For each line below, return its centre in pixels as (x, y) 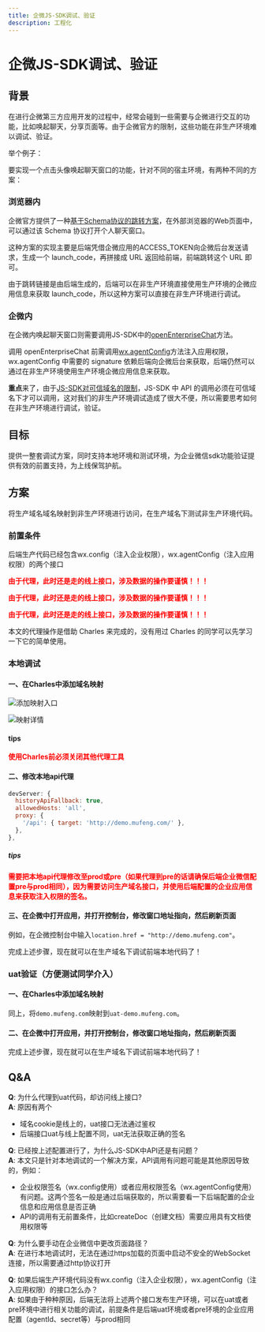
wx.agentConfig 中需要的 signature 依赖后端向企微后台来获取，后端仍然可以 (132, 362)
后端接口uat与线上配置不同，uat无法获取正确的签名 (103, 1133)
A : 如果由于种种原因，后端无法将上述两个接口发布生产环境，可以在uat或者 (129, 1299)
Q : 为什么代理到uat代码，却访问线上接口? (75, 1097)
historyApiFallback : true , (60, 801)
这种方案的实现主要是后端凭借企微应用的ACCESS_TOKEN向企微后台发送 (125, 247)
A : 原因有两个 (30, 1107)
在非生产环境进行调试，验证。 (56, 408)
